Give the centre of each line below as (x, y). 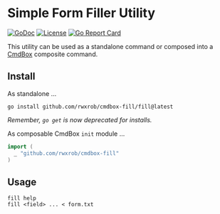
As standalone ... (32, 93)
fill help (22, 198)
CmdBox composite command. (53, 54)
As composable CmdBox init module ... (66, 134)
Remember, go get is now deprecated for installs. (80, 119)
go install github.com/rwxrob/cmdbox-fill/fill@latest (90, 107)
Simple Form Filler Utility (81, 13)
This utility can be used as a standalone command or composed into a (110, 46)
